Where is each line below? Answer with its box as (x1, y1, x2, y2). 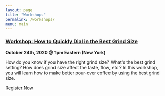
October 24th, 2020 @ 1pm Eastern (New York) (5, 49, 106, 55)
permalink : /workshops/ (5, 17, 56, 22)
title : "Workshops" (5, 12, 46, 17)
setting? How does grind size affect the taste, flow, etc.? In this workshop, (5, 64, 158, 70)
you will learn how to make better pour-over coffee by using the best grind (5, 70, 160, 76)
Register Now (5, 85, 34, 91)
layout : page (5, 7, 33, 13)
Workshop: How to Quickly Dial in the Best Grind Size (5, 38, 138, 45)
